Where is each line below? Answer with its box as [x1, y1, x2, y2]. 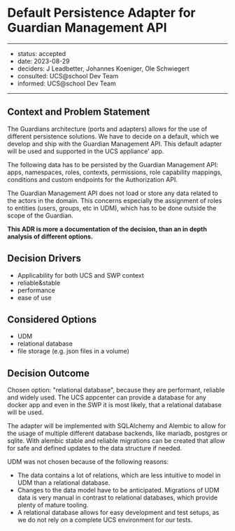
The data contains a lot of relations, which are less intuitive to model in [17, 471, 221, 480]
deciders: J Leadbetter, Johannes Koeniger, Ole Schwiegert [17, 64, 190, 73]
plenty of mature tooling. [17, 501, 89, 509]
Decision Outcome [7, 367, 90, 379]
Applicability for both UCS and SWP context [17, 271, 145, 279]
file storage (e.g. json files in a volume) [17, 347, 129, 355]
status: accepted [17, 49, 66, 57]
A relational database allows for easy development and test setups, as [17, 509, 220, 517]
